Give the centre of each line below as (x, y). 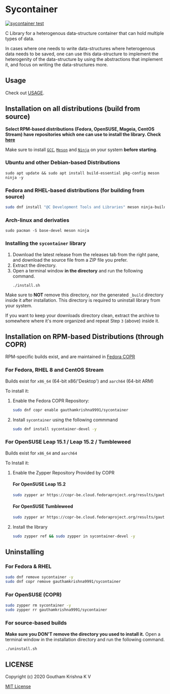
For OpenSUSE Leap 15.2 (39, 484)
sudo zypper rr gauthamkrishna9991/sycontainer (56, 610)
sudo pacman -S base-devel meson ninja (47, 231)
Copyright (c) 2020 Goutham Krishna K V (48, 677)
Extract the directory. (35, 265)
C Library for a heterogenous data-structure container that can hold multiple (85, 33)
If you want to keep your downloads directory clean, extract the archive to (82, 315)
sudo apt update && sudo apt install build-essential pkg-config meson (82, 173)
